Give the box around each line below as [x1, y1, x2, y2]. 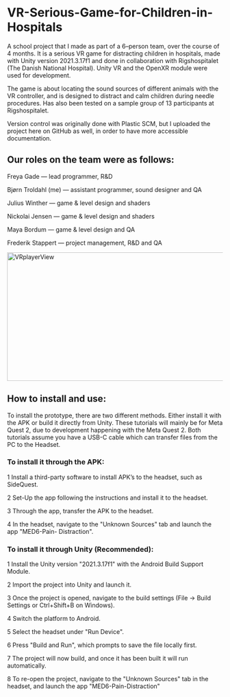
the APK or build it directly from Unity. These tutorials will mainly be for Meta [7, 418, 223, 426]
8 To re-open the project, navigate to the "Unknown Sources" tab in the [7, 675, 209, 683]
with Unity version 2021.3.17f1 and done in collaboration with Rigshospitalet [7, 56, 219, 64]
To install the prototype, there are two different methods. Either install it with [7, 411, 222, 419]
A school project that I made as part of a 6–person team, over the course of [7, 42, 220, 50]
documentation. [7, 134, 52, 142]
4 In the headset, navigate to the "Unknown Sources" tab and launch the [7, 519, 212, 528]
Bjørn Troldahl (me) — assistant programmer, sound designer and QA [7, 185, 202, 193]
